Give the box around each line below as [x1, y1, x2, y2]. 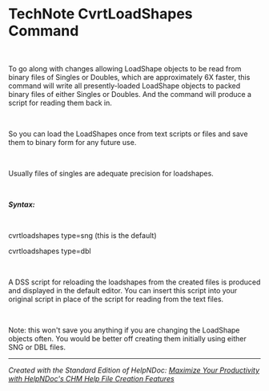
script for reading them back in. [8, 98, 112, 107]
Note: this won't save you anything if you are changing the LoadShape [8, 325, 240, 335]
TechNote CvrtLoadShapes [8, 5, 194, 23]
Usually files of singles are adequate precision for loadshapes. [8, 168, 214, 178]
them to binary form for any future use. [8, 137, 137, 147]
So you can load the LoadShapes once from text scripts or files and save [8, 129, 248, 139]
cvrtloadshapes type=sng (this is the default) [8, 230, 157, 240]
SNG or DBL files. [8, 342, 66, 352]
